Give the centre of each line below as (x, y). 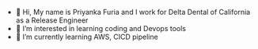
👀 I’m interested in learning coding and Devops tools (101, 28)
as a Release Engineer (52, 20)
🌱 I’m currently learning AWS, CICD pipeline (87, 37)
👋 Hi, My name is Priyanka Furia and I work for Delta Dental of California (133, 12)
